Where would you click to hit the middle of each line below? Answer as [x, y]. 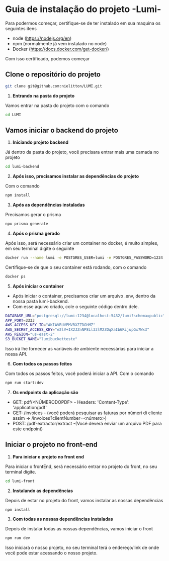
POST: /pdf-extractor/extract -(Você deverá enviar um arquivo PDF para [87, 423]
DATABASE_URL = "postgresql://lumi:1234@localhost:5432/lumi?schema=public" [85, 316]
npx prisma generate [27, 224]
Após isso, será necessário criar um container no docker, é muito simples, [82, 243]
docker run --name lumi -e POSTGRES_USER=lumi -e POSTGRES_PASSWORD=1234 [84, 257]
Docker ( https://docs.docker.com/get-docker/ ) [61, 49]
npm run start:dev [24, 383]
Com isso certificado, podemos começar [48, 58]
